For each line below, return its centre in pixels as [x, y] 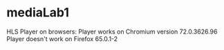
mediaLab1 [38, 13]
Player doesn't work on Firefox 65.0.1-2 [62, 38]
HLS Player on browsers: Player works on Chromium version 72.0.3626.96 [112, 32]
